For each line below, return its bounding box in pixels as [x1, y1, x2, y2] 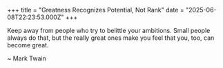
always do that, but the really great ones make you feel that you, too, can [7, 34, 215, 42]
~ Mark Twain [7, 54, 46, 63]
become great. [7, 41, 49, 49]
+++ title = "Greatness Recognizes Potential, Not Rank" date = [7, 6, 184, 14]
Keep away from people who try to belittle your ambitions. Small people [7, 27, 211, 34]
